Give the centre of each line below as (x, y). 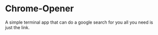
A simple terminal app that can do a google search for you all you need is (79, 22)
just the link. (17, 27)
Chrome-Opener (39, 9)
